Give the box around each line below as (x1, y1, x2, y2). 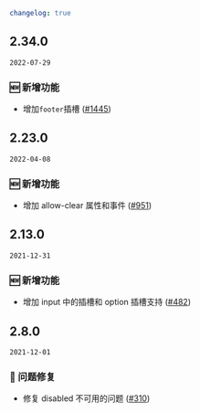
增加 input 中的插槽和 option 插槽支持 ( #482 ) (22, 297, 192, 308)
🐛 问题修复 (9, 370, 57, 383)
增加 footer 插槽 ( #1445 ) (22, 103, 111, 114)
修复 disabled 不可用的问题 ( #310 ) (22, 393, 151, 404)
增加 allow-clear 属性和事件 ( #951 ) (22, 200, 153, 211)
